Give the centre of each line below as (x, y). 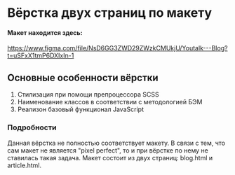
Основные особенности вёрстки (83, 77)
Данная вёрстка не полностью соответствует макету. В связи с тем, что (116, 143)
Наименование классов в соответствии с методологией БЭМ (110, 102)
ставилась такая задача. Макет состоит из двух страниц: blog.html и (110, 157)
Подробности (32, 127)
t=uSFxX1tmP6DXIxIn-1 (41, 56)
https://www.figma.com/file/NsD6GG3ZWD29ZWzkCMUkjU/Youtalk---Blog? (117, 48)
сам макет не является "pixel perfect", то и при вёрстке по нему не (108, 150)
